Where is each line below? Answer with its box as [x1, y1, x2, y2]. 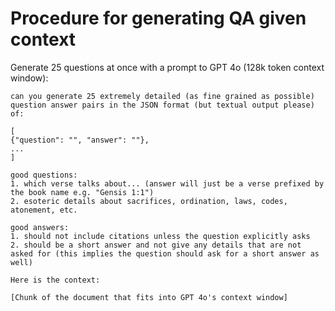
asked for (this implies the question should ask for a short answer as [10, 248, 320, 259]
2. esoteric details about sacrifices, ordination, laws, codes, [10, 196, 288, 206]
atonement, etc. [10, 205, 78, 215]
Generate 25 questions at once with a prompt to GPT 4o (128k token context [10, 61, 325, 73]
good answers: [10, 222, 70, 232]
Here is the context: [10, 275, 101, 285]
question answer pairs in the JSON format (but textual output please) [10, 100, 315, 110]
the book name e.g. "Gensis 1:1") [10, 187, 155, 197]
